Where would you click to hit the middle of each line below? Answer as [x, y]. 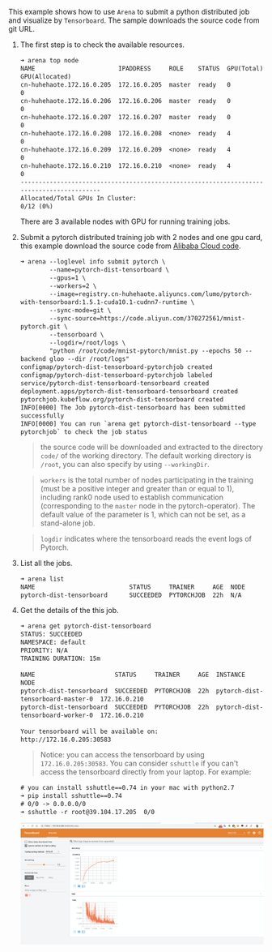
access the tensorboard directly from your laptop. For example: [146, 772]
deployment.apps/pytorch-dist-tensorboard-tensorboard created [129, 392]
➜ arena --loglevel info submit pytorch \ [93, 262]
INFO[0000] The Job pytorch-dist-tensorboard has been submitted [132, 408]
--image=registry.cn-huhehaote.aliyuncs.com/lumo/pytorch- [151, 294]
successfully [42, 416]
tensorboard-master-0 [56, 699]
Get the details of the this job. [69, 610]
